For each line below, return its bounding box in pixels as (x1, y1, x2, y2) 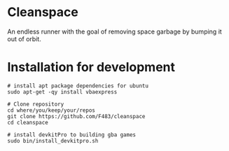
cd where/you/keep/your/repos (7, 106, 96, 114)
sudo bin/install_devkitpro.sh (7, 137, 99, 144)
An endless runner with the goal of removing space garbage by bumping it (7, 27, 222, 36)
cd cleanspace (7, 119, 49, 126)
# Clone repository (7, 101, 64, 108)
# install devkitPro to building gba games (7, 131, 137, 138)
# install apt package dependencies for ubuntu (7, 82, 149, 89)
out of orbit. (7, 34, 42, 43)
